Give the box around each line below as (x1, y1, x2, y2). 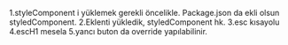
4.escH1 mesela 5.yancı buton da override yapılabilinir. (9, 26, 208, 36)
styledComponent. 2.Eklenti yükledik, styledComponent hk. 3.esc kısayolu (9, 17, 280, 27)
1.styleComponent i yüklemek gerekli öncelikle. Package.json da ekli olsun (9, 8, 280, 18)
